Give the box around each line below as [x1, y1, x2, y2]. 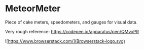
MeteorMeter [5, 3, 61, 14]
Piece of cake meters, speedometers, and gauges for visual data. [5, 19, 138, 25]
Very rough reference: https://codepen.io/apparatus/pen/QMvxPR [5, 28, 139, 34]
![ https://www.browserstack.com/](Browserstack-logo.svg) [5, 38, 126, 44]
